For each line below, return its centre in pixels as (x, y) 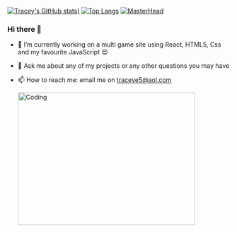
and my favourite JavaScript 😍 (63, 52)
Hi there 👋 (25, 29)
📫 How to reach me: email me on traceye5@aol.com (94, 80)
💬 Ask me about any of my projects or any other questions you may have (123, 66)
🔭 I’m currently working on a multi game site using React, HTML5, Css (119, 45)
